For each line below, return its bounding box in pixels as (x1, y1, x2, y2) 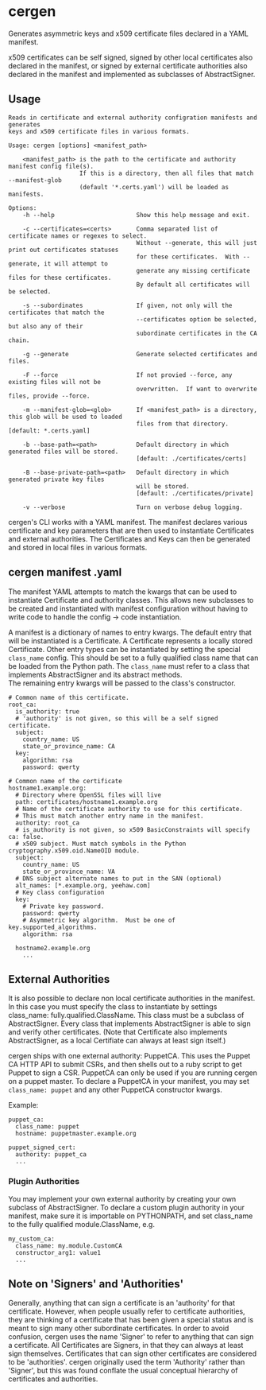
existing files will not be (8, 378, 102, 386)
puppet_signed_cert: (8, 1143, 77, 1151)
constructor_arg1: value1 (15, 1248, 102, 1256)
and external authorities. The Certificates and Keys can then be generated (8, 534, 251, 543)
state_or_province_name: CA (22, 742, 115, 750)
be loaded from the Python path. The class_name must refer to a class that (8, 661, 250, 670)
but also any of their (8, 322, 83, 330)
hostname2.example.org (15, 944, 91, 952)
